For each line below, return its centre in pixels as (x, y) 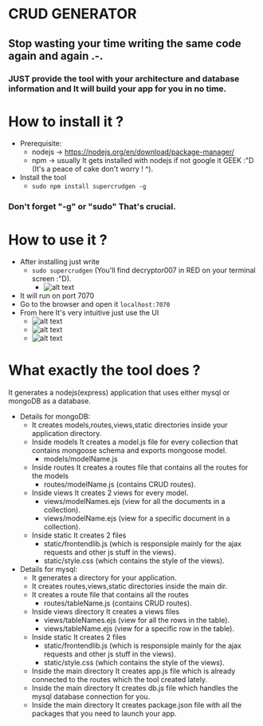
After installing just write (59, 262)
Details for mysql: (49, 569)
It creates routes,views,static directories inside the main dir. (130, 586)
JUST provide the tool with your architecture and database (124, 78)
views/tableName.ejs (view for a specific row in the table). (139, 629)
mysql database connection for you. (91, 696)
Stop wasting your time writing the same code (125, 44)
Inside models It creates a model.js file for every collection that (135, 442)
